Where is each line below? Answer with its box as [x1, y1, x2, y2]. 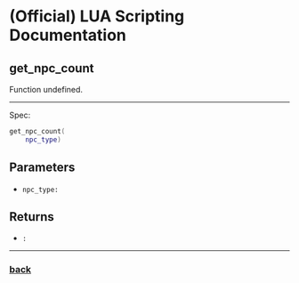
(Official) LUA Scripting [9, 6, 185, 27]
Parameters [9, 160, 76, 175]
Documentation [9, 25, 127, 45]
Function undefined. [9, 85, 83, 94]
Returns [9, 209, 55, 224]
